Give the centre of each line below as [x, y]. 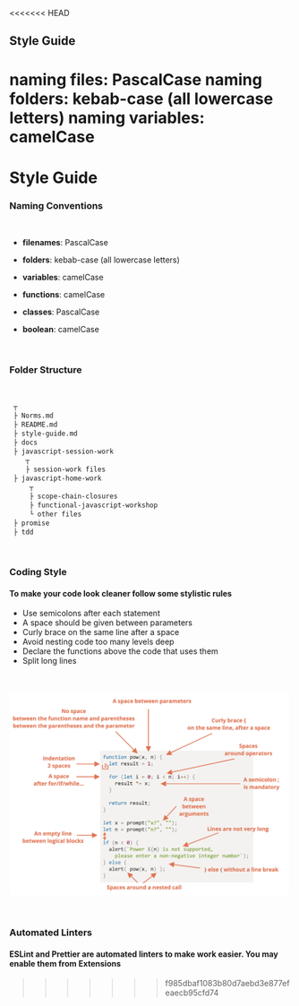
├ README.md [35, 425]
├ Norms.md [33, 416]
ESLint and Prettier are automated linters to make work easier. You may [144, 954]
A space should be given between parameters [107, 623]
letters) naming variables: [107, 118]
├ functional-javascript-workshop [94, 505]
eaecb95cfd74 [192, 993]
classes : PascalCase [61, 312]
